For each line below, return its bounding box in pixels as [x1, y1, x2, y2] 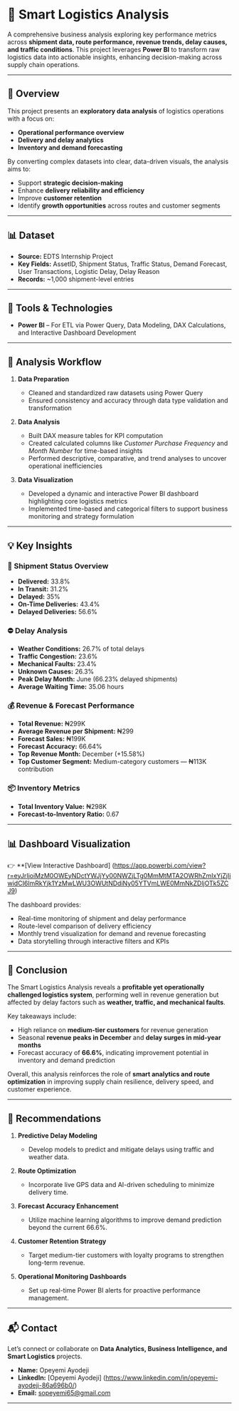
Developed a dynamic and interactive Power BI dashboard [28, 489, 199, 498]
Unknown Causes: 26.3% [17, 667, 95, 676]
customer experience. [7, 1085, 72, 1094]
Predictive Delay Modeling [17, 1131, 97, 1140]
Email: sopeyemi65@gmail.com [17, 1389, 111, 1397]
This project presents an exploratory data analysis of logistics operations [7, 106, 224, 115]
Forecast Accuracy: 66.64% [17, 742, 102, 751]
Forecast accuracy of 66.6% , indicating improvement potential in [17, 1049, 209, 1057]
